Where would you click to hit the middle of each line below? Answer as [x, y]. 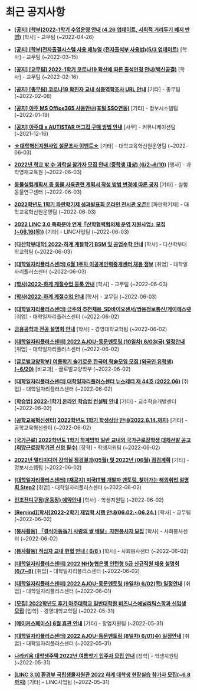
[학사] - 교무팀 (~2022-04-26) [58, 37]
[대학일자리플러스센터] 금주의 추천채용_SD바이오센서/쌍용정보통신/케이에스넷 [102, 309]
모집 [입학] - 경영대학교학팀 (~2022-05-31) [64, 611]
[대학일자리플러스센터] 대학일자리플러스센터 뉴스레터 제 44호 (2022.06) [97, 381]
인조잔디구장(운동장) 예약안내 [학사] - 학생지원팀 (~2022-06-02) [89, 500]
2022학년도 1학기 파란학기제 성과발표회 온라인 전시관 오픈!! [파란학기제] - [98, 204]
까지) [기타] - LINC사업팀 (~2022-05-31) [62, 682]
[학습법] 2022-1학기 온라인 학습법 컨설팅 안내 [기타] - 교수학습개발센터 [95, 401]
